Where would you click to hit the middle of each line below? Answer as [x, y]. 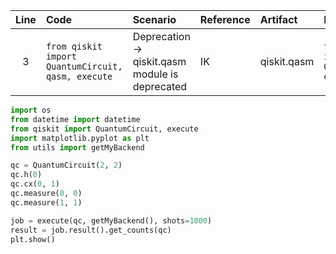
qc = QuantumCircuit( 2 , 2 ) [66, 165]
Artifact [278, 19]
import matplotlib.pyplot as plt [80, 138]
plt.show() [33, 239]
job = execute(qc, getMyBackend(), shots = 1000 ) [111, 220]
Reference [225, 19]
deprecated [160, 86]
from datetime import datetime [75, 119]
